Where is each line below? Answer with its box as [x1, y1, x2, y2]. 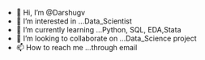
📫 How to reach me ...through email [15, 43, 138, 52]
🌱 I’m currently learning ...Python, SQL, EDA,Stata [15, 25, 182, 34]
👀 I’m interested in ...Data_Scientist [15, 16, 132, 26]
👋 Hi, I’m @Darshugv [15, 8, 86, 17]
